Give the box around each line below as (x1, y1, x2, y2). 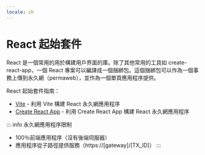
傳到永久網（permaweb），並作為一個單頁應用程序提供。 (17, 74, 160, 81)
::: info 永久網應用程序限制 (6, 121, 72, 128)
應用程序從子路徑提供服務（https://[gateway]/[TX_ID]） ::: (15, 142, 161, 149)
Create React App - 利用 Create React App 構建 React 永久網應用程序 (15, 108, 190, 115)
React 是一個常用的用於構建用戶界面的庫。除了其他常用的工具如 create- (6, 59, 187, 66)
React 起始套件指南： (6, 87, 60, 94)
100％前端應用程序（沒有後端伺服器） (15, 134, 111, 141)
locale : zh (6, 9, 34, 15)
